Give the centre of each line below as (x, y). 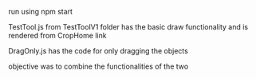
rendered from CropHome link (57, 36)
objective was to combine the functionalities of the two (98, 66)
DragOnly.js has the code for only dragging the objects (98, 51)
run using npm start (41, 12)
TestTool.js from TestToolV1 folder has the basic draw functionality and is (128, 27)
